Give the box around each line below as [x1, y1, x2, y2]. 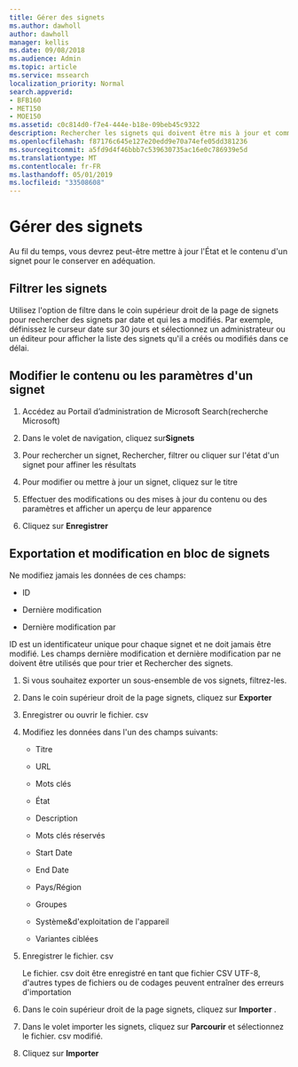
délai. [9, 342, 29, 353]
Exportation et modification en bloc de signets [9, 546, 271, 561]
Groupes [35, 899, 67, 910]
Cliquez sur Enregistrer [21, 520, 109, 531]
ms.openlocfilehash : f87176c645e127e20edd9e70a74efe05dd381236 [9, 137, 248, 146]
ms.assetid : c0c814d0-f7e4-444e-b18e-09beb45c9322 [9, 121, 200, 130]
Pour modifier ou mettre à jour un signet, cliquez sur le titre [21, 477, 238, 487]
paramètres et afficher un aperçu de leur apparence [21, 503, 213, 514]
